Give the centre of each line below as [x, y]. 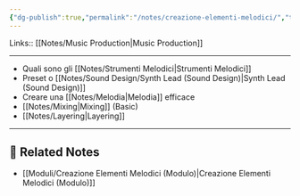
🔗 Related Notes [54, 152]
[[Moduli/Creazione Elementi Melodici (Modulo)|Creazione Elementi [146, 174]
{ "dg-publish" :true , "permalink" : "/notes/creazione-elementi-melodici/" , [147, 17]
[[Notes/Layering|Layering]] [73, 116]
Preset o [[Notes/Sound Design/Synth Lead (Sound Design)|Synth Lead [154, 78]
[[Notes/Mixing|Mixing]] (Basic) [80, 106]
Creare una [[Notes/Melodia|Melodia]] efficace [108, 97]
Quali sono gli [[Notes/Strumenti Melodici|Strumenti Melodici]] [137, 69]
